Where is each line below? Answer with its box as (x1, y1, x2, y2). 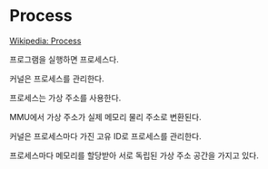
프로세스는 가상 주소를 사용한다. (9, 92, 122, 103)
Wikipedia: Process (9, 35, 82, 46)
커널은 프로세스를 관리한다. (9, 73, 104, 84)
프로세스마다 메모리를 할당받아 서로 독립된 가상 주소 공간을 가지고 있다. (9, 150, 259, 161)
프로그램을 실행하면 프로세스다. (9, 53, 120, 64)
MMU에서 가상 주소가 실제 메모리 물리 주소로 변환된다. (9, 111, 202, 122)
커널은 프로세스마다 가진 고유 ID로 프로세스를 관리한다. (9, 130, 202, 141)
